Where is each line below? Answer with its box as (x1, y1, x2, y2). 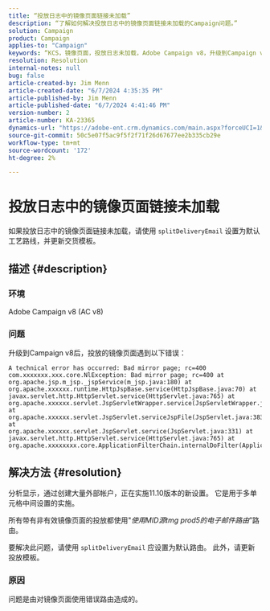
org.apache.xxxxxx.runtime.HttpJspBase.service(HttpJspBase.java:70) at (8, 385, 257, 394)
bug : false (8, 72, 45, 80)
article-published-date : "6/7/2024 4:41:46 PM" (8, 101, 171, 109)
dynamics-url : (8, 124, 56, 132)
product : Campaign (8, 34, 70, 43)
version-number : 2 (8, 109, 70, 117)
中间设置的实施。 (22, 498, 79, 507)
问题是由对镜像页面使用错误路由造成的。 (8, 594, 142, 604)
